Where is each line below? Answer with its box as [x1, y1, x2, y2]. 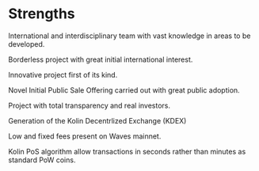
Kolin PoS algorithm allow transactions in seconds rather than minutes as [8, 146, 246, 156]
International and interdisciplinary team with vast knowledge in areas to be [8, 31, 251, 40]
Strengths [8, 5, 75, 23]
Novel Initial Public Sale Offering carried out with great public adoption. [8, 85, 240, 95]
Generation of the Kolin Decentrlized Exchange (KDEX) [8, 116, 187, 125]
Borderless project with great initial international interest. [8, 55, 193, 64]
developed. [8, 39, 45, 48]
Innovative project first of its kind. [8, 70, 118, 79]
